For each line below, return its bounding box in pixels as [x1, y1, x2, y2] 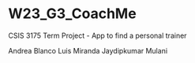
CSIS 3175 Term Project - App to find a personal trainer [8, 31, 187, 40]
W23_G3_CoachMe [8, 5, 137, 23]
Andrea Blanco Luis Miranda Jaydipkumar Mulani [8, 46, 168, 55]
